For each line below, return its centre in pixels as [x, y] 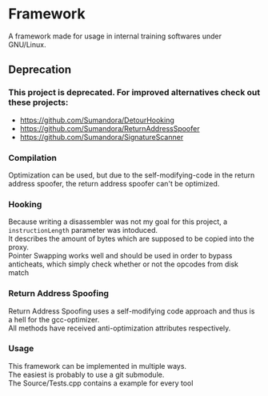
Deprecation [40, 70]
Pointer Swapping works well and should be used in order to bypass [120, 256]
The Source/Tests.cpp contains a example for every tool [101, 383]
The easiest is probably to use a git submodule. [86, 374]
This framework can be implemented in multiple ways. [97, 366]
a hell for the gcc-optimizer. [54, 319]
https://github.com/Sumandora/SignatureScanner [102, 137]
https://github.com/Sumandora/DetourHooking [97, 120]
